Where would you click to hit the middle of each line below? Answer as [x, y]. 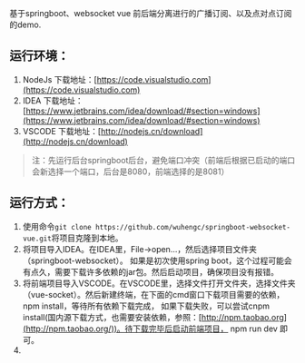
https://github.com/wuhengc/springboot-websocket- [193, 227]
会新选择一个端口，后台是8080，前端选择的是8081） [130, 172]
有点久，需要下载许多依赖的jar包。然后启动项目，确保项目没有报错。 [151, 271]
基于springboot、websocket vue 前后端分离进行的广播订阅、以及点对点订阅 [151, 13]
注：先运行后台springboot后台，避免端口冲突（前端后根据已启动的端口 [163, 160]
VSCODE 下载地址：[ [62, 131]
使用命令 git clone [57, 226]
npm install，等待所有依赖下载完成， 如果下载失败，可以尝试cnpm [146, 306]
